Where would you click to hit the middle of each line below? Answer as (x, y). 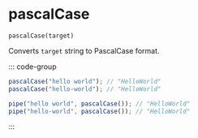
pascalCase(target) (41, 36)
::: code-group (32, 67)
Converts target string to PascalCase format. (84, 50)
